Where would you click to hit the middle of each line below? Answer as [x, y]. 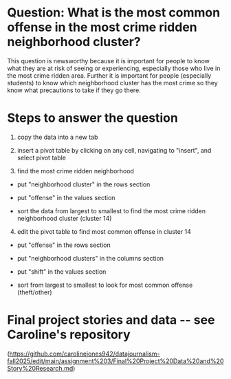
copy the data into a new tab [57, 137]
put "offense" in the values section [66, 197]
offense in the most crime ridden [102, 27]
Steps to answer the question [93, 118]
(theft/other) [35, 292]
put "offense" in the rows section [64, 245]
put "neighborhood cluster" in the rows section [84, 184]
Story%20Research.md [40, 368]
